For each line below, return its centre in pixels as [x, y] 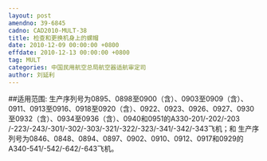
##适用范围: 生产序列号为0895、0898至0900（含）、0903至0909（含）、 [128, 98]
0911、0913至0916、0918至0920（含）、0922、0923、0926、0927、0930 [132, 108]
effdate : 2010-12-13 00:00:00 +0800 [69, 53]
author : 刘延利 [31, 75]
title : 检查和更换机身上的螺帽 [53, 38]
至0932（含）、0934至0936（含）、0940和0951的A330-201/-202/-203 [124, 118]
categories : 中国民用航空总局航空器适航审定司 [77, 68]
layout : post [30, 16]
